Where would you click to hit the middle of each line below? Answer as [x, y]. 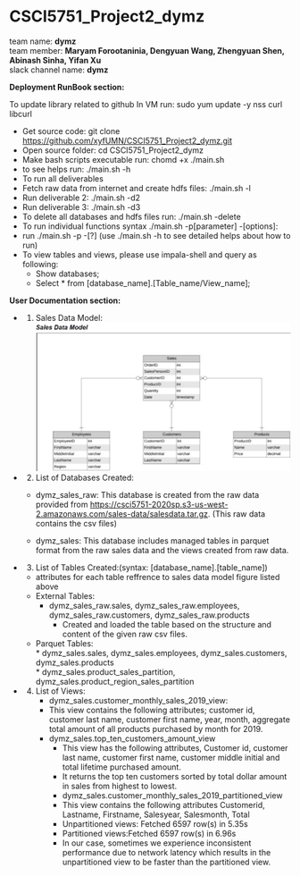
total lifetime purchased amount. [121, 767]
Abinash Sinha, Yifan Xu [55, 60]
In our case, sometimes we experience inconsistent [157, 843]
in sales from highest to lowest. [120, 786]
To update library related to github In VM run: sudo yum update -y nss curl [146, 104]
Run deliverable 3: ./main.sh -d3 [81, 206]
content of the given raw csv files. [125, 634]
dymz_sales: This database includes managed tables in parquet [152, 540]
